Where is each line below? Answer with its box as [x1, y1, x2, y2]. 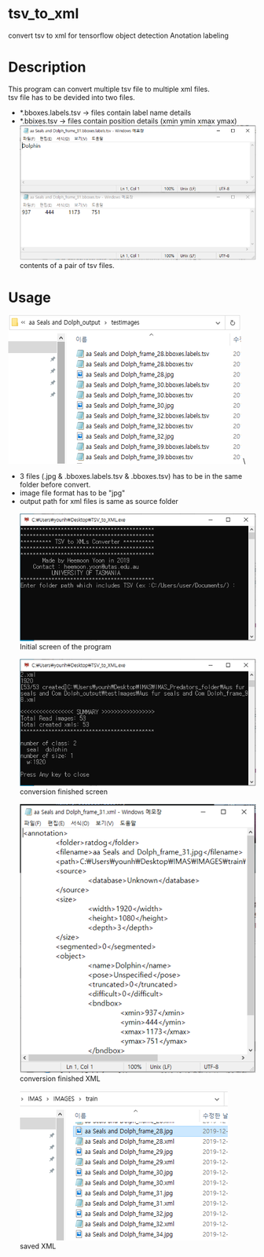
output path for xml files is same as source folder [19, 497, 179, 506]
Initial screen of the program [19, 642, 112, 652]
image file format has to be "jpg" [19, 488, 126, 498]
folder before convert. [19, 480, 91, 490]
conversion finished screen [19, 787, 108, 796]
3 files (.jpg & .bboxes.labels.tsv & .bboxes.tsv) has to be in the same [19, 472, 243, 481]
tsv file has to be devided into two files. [8, 92, 135, 102]
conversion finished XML [19, 1074, 101, 1083]
